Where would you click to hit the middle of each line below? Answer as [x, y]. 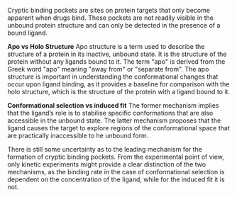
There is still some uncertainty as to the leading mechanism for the [105, 149]
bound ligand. [28, 33]
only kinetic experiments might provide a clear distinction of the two [107, 164]
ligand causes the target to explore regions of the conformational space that [118, 128]
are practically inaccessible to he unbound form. [78, 135]
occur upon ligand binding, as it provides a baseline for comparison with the [118, 84]
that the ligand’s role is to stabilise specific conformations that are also [110, 113]
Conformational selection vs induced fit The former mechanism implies [113, 105]
